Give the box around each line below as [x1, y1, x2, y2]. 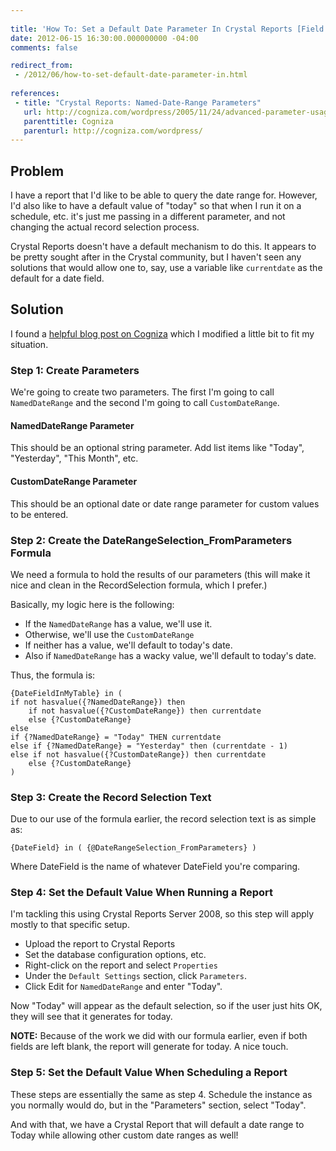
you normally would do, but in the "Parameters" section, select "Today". [10, 1099, 307, 1111]
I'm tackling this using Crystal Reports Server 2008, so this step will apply [10, 908, 315, 920]
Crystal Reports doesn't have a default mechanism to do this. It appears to [10, 241, 317, 253]
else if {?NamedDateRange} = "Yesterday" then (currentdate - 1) [10, 741, 288, 751]
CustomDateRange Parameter [10, 475, 138, 487]
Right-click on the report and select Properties [24, 959, 218, 971]
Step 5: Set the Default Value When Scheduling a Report [10, 1066, 288, 1080]
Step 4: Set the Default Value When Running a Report [10, 886, 274, 900]
